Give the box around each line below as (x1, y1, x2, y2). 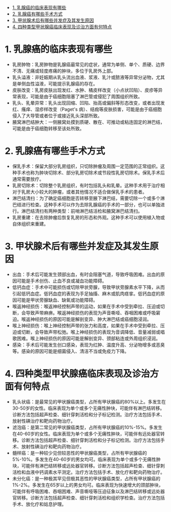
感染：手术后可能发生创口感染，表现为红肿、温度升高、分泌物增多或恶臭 (12, 342, 165, 348)
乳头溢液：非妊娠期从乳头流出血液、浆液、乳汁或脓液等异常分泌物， (12, 74, 156, 80)
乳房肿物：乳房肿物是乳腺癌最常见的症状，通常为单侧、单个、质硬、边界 (12, 61, 165, 68)
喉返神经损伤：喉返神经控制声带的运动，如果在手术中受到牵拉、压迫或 (12, 303, 161, 309)
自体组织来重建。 (12, 221, 49, 227)
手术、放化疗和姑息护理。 (12, 501, 67, 507)
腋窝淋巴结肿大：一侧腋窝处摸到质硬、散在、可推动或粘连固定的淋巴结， (12, 119, 165, 125)
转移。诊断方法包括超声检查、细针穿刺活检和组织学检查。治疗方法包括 (16, 495, 165, 501)
